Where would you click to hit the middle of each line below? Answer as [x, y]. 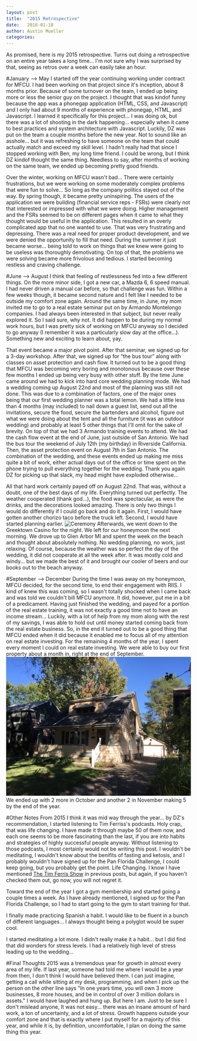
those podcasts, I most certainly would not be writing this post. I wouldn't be [98, 849]
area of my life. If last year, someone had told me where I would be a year [95, 969]
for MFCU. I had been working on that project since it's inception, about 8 [95, 85]
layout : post [22, 12]
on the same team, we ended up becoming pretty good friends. [83, 166]
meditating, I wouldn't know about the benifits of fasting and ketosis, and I [96, 855]
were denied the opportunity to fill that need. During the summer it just [91, 240]
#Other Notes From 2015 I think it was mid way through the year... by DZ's [95, 818]
